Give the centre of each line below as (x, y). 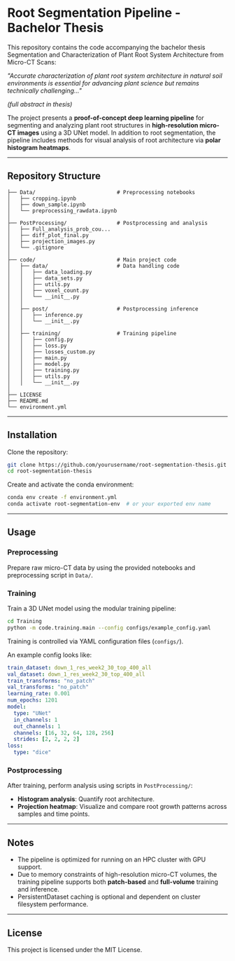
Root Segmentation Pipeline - (94, 13)
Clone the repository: (38, 452)
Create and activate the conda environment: (71, 484)
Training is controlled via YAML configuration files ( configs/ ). (95, 641)
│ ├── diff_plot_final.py (48, 235)
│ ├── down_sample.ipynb (47, 205)
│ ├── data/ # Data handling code (93, 266)
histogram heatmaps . (39, 147)
